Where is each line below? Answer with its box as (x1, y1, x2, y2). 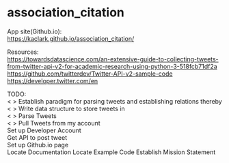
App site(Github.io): (7, 27, 62, 35)
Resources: (7, 48, 39, 56)
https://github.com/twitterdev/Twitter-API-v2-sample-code (7, 70, 173, 78)
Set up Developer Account (7, 126, 82, 134)
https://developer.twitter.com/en (7, 76, 98, 85)
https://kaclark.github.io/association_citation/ (7, 34, 135, 42)
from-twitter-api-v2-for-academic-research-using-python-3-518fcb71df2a (7, 62, 217, 70)
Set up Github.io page (7, 140, 69, 149)
